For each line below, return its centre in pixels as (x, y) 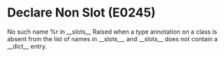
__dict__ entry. (27, 46)
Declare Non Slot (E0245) (82, 13)
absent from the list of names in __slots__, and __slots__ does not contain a (113, 38)
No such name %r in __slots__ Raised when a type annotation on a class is (112, 32)
